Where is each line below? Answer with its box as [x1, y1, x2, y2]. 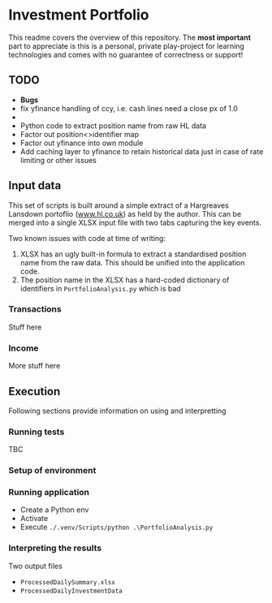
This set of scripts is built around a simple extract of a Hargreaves [8, 200, 229, 210]
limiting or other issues [19, 155, 97, 165]
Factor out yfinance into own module [19, 138, 144, 148]
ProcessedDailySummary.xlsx [19, 578, 115, 586]
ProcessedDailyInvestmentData [19, 587, 123, 595]
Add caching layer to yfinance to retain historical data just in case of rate [19, 146, 264, 156]
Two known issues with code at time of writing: [8, 233, 166, 243]
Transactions [8, 304, 63, 315]
